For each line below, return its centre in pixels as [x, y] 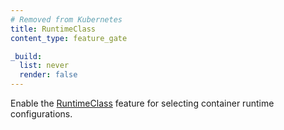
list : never [44, 66]
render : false [48, 75]
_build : [26, 56]
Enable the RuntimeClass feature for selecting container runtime [142, 103]
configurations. [41, 114]
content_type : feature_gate [69, 38]
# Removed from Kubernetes [66, 19]
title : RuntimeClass [53, 29]
